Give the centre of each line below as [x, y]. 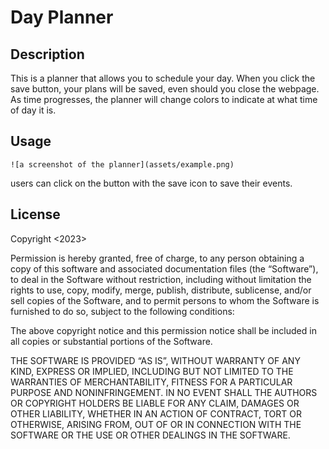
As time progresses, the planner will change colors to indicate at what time [164, 99]
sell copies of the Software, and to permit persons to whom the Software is [165, 300]
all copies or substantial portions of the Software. [111, 341]
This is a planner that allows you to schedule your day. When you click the [163, 78]
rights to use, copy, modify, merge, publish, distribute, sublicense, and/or [161, 290]
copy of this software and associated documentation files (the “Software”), [164, 268]
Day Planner [62, 17]
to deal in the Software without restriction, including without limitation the [161, 279]
